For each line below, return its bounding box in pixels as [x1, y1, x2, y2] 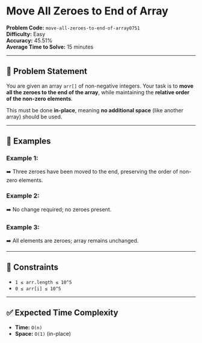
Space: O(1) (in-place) [14, 330, 71, 337]
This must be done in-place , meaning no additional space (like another [6, 106, 184, 114]
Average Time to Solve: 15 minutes [6, 43, 94, 50]
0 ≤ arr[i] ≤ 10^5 [14, 285, 61, 292]
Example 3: [6, 223, 40, 231]
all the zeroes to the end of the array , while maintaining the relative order [6, 88, 190, 96]
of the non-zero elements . [6, 95, 73, 102]
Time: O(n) [14, 323, 43, 331]
